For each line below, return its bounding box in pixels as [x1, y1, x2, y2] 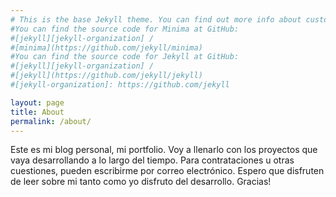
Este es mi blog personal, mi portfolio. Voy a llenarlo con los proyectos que [10, 144, 318, 156]
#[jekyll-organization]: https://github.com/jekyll [10, 80, 230, 90]
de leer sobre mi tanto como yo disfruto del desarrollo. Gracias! [10, 176, 272, 188]
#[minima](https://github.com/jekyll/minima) [10, 42, 203, 53]
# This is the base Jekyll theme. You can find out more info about [10, 14, 302, 25]
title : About [10, 107, 65, 117]
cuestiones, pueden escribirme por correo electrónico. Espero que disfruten [10, 165, 325, 177]
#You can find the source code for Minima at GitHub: [10, 24, 240, 34]
